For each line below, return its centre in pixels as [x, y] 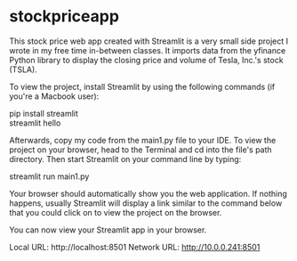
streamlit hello [35, 123]
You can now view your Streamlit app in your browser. [108, 230]
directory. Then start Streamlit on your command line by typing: [125, 159]
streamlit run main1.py [49, 176]
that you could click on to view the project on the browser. [116, 212]
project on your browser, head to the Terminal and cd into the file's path [141, 150]
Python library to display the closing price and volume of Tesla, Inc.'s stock [146, 60]
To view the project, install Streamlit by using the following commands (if [142, 86]
